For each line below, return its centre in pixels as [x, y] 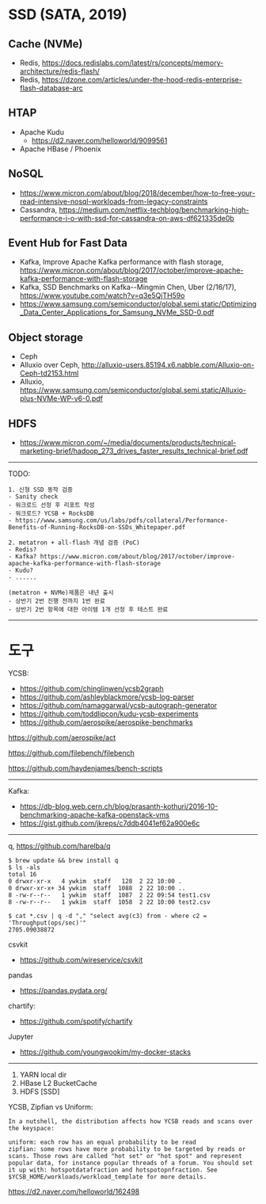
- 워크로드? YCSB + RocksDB [51, 514]
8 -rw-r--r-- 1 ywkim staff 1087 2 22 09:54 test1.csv [110, 895]
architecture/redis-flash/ [60, 71]
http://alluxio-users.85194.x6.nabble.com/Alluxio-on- [168, 365]
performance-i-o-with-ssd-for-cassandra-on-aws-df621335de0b [127, 218]
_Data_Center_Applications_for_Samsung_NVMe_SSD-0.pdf [117, 312]
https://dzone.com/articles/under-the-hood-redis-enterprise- [142, 80]
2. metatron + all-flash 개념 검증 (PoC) [74, 543]
